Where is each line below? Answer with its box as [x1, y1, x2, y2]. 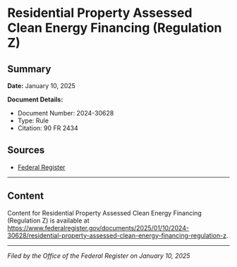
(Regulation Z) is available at [7, 216, 90, 225]
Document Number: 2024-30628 [17, 109, 114, 117]
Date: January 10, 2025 [7, 82, 76, 89]
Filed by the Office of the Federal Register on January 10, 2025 [7, 252, 190, 260]
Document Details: [7, 95, 63, 104]
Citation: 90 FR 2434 [17, 124, 79, 132]
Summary [7, 63, 51, 75]
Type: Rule [17, 116, 49, 125]
